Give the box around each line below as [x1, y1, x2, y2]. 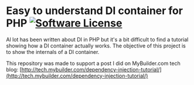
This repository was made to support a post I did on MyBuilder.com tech [6, 60, 181, 67]
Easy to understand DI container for [6, 4, 183, 18]
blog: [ [6, 66, 22, 73]
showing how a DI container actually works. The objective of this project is [6, 42, 186, 49]
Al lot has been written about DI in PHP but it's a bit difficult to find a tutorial [6, 36, 189, 43]
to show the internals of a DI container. [6, 48, 100, 55]
